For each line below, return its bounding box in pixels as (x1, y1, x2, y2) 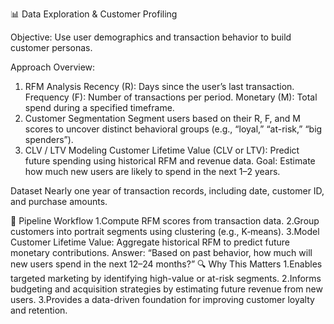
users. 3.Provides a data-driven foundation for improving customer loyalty (10, 294, 315, 305)
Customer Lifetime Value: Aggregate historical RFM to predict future (10, 236, 290, 248)
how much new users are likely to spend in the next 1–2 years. (24, 166, 281, 177)
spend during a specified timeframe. (24, 102, 175, 113)
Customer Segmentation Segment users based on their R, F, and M (24, 113, 301, 124)
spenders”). (24, 134, 74, 145)
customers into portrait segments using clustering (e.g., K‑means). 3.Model (10, 226, 320, 237)
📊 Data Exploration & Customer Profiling (10, 8, 178, 20)
